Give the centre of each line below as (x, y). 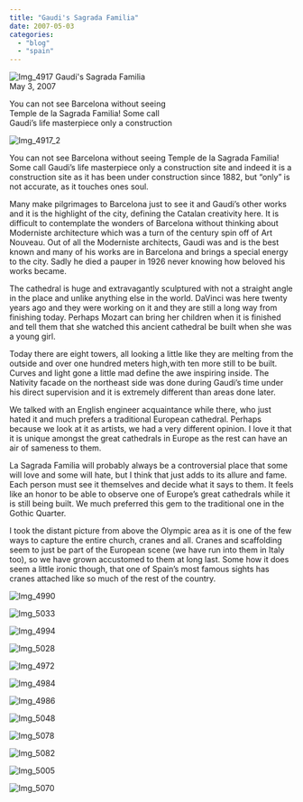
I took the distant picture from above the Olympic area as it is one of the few (151, 531)
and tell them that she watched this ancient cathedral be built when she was (151, 327)
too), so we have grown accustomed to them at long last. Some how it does (149, 560)
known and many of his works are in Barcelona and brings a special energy (149, 252)
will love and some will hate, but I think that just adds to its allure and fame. (148, 475)
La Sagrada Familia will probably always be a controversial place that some (149, 466)
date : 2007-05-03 (42, 26)
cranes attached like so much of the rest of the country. (113, 579)
